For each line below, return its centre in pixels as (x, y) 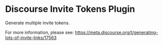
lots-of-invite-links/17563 (31, 38)
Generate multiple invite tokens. (38, 23)
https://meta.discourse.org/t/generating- (117, 32)
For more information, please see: (40, 32)
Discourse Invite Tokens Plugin (70, 9)
